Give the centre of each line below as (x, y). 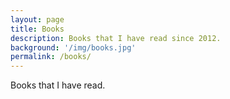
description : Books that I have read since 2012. (116, 38)
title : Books (37, 29)
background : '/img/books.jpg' (73, 47)
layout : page (37, 19)
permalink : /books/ (51, 57)
